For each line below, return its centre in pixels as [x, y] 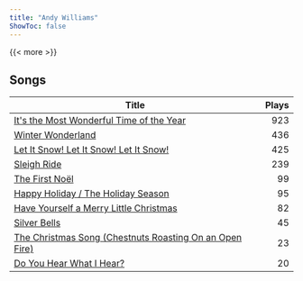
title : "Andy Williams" [54, 18]
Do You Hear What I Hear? [69, 264]
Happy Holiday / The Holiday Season [92, 194]
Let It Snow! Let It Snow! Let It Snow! [92, 150]
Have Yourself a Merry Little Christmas [96, 208]
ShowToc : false [38, 26]
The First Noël [44, 179]
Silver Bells [37, 223]
